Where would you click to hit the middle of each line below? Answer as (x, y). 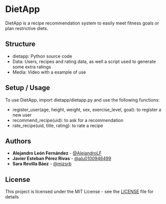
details (12, 197)
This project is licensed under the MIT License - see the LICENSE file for (79, 191)
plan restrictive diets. (27, 28)
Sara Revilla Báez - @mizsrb (42, 164)
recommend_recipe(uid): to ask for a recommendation (68, 120)
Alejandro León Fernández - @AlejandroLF (57, 153)
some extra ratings (32, 66)
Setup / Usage (28, 88)
